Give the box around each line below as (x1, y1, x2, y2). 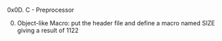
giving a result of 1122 (16, 27, 79, 34)
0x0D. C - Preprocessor (7, 6, 75, 14)
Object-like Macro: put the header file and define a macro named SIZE (16, 19, 215, 27)
